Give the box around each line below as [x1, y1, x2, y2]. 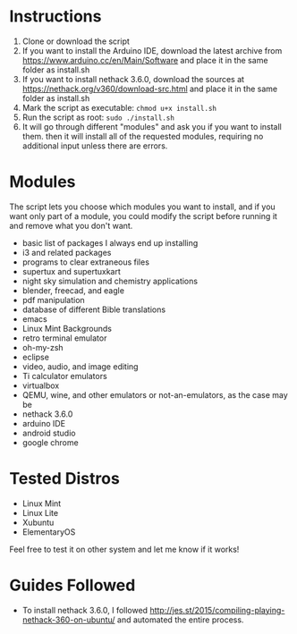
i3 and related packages [21, 247, 112, 258]
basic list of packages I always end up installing [21, 237, 199, 248]
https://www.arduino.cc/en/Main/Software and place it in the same [21, 55, 268, 65]
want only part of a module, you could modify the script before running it [9, 210, 277, 221]
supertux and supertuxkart [21, 266, 121, 276]
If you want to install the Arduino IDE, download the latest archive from [21, 45, 283, 55]
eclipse [21, 351, 49, 362]
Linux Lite [21, 507, 59, 518]
